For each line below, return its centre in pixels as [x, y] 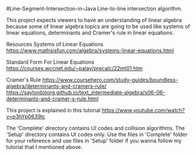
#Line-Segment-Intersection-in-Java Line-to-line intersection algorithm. [94, 9]
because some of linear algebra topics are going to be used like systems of [98, 26]
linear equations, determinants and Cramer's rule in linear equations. [90, 33]
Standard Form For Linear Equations [50, 62]
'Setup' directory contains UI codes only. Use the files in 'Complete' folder [97, 134]
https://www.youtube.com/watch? [143, 110]
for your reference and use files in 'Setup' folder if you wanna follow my [94, 141]
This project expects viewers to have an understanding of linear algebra [94, 20]
